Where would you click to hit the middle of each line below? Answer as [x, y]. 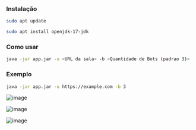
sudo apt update [26, 21]
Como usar [22, 47]
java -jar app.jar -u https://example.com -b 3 [66, 87]
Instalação [22, 9]
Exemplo [19, 74]
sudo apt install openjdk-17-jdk [48, 32]
